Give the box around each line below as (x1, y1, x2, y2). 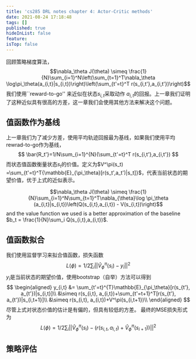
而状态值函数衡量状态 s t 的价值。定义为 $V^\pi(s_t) (6, 161, 124, 169)
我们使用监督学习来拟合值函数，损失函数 (6, 251, 104, 259)
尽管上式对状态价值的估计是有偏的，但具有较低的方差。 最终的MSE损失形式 (6, 306, 188, 313)
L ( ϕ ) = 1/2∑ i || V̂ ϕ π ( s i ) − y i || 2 (66, 261, 130, 270)
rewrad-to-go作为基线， (6, 142, 64, 149)
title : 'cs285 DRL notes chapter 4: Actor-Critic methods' (6, 8, 153, 15)
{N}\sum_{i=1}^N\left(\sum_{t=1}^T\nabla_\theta (41, 74, 156, 81)
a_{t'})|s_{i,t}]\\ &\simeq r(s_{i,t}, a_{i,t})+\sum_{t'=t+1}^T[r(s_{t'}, (20, 290, 176, 297)
